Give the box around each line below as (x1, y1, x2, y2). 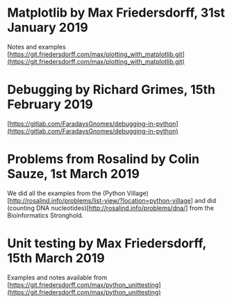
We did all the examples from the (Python (7, 189, 126, 197)
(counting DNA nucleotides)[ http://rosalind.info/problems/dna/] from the (7, 204, 214, 212)
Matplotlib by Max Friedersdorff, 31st (7, 5, 226, 21)
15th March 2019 (7, 250, 106, 265)
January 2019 (7, 19, 88, 35)
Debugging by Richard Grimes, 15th (7, 82, 215, 98)
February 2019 (7, 97, 94, 113)
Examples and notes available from (7, 273, 108, 281)
